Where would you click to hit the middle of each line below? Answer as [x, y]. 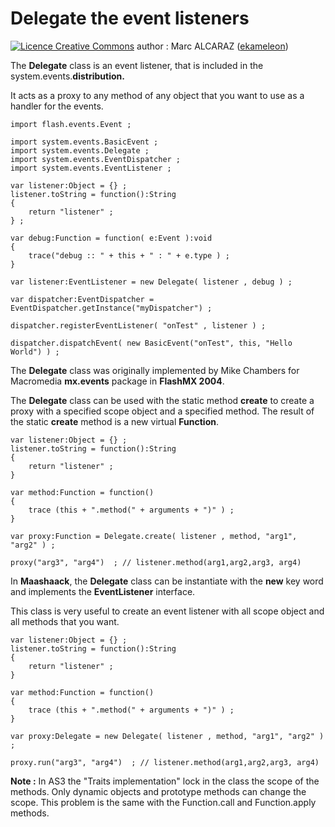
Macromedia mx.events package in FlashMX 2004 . [117, 381]
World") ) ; [35, 352]
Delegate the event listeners [130, 18]
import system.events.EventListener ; [91, 168]
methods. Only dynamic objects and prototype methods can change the [158, 791]
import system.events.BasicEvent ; [84, 142]
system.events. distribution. [67, 76]
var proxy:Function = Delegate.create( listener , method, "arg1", [154, 536]
